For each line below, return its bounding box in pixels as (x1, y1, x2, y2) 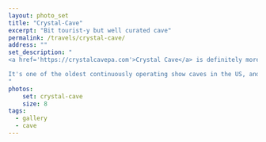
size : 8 (22, 100, 47, 108)
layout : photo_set (8, 11, 69, 20)
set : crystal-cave (22, 92, 83, 100)
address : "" (8, 41, 47, 49)
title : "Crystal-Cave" (8, 19, 83, 27)
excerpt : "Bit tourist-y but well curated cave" (8, 26, 172, 34)
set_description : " (8, 48, 73, 56)
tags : (8, 107, 26, 115)
